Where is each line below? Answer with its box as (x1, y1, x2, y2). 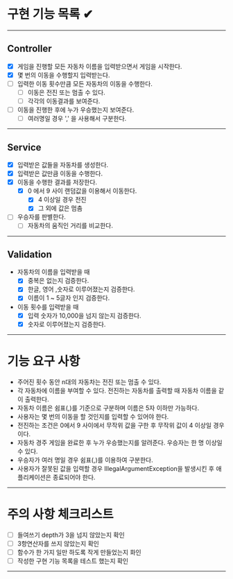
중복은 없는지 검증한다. (27, 277, 89, 285)
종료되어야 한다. (53, 473, 96, 481)
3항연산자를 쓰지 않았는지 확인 (17, 539, 99, 548)
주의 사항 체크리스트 (7, 506, 114, 522)
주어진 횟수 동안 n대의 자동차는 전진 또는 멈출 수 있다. (17, 377, 162, 386)
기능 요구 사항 (7, 353, 80, 369)
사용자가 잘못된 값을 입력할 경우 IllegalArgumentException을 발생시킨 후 (17, 464, 215, 472)
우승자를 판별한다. (17, 213, 66, 221)
